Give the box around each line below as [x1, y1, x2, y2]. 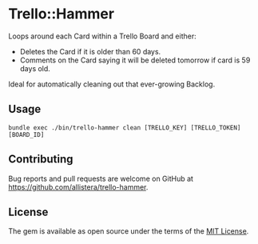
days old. [19, 63, 50, 73]
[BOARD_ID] [8, 130, 45, 138]
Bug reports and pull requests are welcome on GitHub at [8, 174, 194, 183]
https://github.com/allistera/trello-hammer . [8, 182, 149, 192]
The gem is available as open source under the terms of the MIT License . [8, 226, 249, 236]
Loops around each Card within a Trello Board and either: [8, 31, 197, 41]
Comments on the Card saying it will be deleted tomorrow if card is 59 [19, 55, 251, 65]
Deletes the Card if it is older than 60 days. [19, 46, 161, 56]
